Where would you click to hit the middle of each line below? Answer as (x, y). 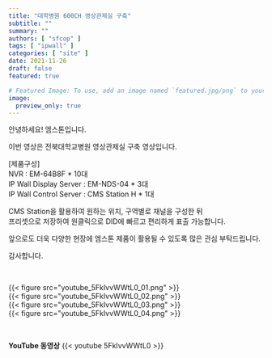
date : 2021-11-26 (38, 61)
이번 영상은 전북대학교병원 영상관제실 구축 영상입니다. (93, 147)
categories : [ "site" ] (49, 53)
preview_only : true (49, 106)
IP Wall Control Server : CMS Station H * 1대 (81, 194)
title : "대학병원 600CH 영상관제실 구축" (70, 16)
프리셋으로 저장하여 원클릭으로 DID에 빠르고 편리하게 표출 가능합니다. (117, 221)
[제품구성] (24, 164)
